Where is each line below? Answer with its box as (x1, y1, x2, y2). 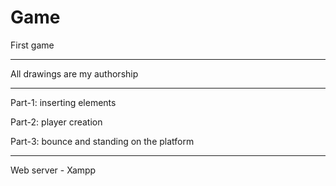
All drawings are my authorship (10, 67, 139, 80)
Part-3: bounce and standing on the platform (10, 135, 195, 147)
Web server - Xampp (10, 164, 97, 176)
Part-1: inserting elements (10, 96, 117, 108)
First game (10, 39, 55, 51)
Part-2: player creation (10, 116, 103, 128)
